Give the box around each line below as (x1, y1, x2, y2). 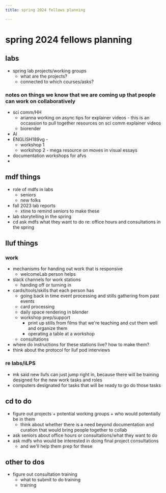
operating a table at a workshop (27, 331, 95, 337)
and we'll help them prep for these (20, 443, 93, 449)
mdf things (5, 173, 41, 181)
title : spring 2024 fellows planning (5, 7, 86, 13)
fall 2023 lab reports (12, 202, 56, 209)
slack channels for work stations (12, 276, 81, 283)
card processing (20, 304, 55, 310)
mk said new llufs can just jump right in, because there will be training (12, 371, 159, 377)
